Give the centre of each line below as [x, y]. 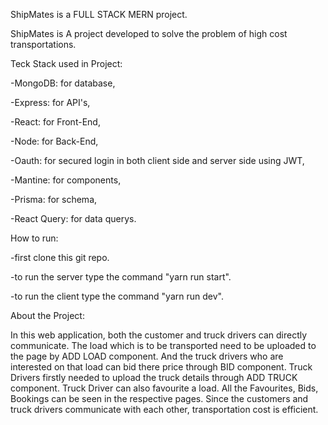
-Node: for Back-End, [54, 141]
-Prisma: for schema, [54, 199]
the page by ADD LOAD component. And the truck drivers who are [147, 356]
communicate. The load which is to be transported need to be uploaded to [163, 345]
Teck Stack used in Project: [66, 63]
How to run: [34, 238]
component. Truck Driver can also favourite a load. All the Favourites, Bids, [164, 388]
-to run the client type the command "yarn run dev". [117, 296]
